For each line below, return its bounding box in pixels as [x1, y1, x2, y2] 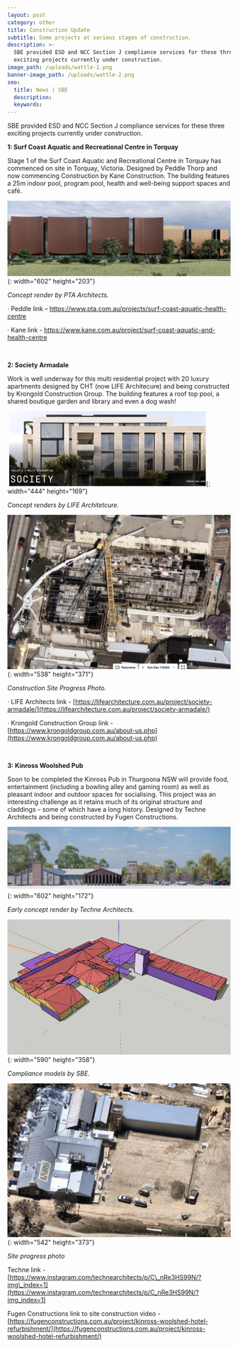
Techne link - [7, 1265, 46, 1274]
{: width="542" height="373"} [7, 1238, 96, 1247]
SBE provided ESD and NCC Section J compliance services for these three [7, 121, 225, 130]
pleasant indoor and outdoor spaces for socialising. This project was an [7, 790, 216, 798]
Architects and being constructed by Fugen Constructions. [7, 812, 178, 821]
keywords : [13, 101, 42, 108]
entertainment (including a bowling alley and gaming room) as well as [7, 782, 210, 790]
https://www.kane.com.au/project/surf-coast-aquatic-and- [43, 326, 216, 335]
